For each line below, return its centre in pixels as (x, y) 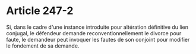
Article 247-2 (40, 11)
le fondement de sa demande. (43, 46)
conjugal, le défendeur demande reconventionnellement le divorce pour (94, 33)
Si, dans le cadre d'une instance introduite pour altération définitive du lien (97, 27)
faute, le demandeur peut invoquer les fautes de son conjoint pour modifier (98, 39)
